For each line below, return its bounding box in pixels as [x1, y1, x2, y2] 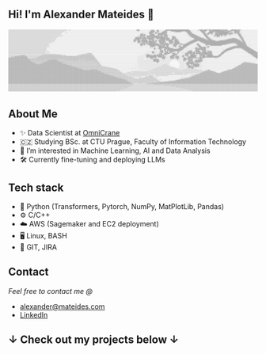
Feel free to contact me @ [8, 286, 93, 295]
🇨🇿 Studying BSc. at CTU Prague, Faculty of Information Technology [19, 137, 247, 147]
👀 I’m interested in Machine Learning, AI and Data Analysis [19, 146, 211, 155]
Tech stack [8, 181, 64, 194]
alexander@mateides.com [19, 302, 105, 311]
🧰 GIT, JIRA [19, 242, 58, 252]
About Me [8, 107, 58, 120]
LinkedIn [19, 310, 48, 319]
